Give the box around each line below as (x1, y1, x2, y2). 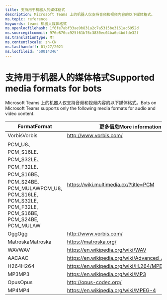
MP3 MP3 (7, 271, 30, 278)
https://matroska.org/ (67, 238, 117, 245)
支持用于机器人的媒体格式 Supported (5, 72, 155, 83)
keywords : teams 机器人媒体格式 (5, 21, 67, 26)
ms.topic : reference (5, 16, 48, 21)
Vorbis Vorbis (7, 132, 38, 139)
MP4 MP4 (7, 287, 30, 294)
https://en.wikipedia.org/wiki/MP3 (67, 271, 147, 278)
